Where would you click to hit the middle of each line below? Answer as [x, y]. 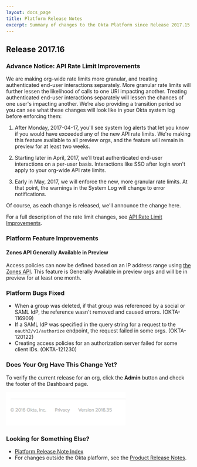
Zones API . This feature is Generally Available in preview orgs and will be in [97, 272]
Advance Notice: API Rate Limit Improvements [73, 66]
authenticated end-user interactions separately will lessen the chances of [95, 98]
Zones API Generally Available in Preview [57, 252]
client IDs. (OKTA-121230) [46, 350]
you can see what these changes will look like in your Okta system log [91, 110]
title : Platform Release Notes [44, 19]
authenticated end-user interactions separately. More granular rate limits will [98, 85]
